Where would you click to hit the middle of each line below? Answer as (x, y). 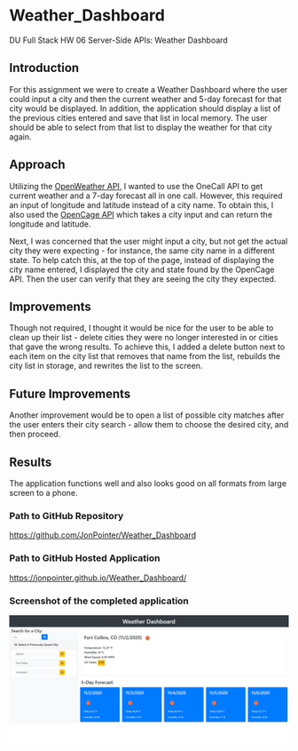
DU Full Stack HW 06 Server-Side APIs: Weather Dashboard (118, 40)
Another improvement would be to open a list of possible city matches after (147, 415)
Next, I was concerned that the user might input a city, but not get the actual (149, 241)
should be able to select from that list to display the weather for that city (141, 127)
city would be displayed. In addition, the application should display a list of (145, 108)
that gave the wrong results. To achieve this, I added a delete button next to (147, 347)
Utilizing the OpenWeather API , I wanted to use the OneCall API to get (136, 186)
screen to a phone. (43, 493)
